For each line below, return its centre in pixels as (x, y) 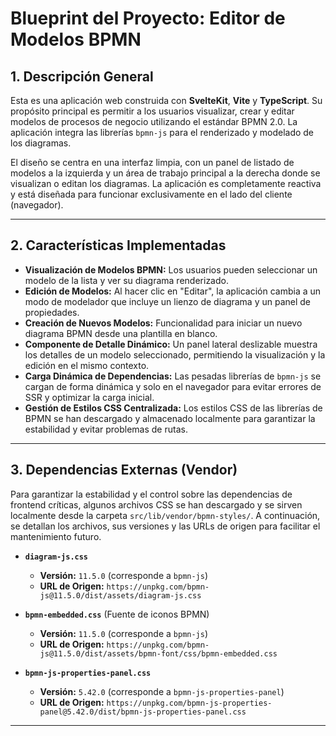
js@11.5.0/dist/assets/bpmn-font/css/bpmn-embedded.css (158, 653)
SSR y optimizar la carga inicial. (89, 397)
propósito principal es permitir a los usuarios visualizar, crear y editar (152, 111)
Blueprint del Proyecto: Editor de (148, 18)
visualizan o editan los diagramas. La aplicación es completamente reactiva (166, 183)
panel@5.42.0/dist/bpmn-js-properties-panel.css (143, 712)
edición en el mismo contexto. (87, 365)
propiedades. (52, 312)
